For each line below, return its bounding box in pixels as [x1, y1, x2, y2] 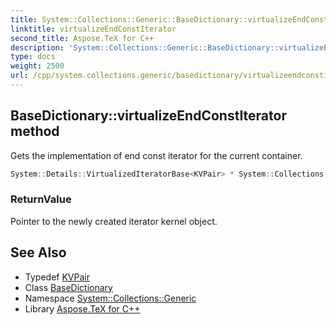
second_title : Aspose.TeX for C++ [10, 33, 155, 43]
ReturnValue [10, 192, 72, 206]
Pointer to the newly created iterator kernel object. [10, 215, 218, 227]
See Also [10, 244, 67, 261]
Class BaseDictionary [24, 281, 113, 293]
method [10, 123, 60, 140]
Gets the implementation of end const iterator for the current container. [10, 149, 303, 161]
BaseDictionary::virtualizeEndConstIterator [10, 107, 287, 125]
